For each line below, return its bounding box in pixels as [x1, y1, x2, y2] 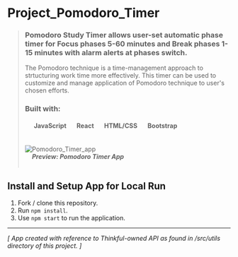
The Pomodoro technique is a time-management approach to [24, 64, 204, 72]
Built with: [24, 104, 61, 114]
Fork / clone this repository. [17, 199, 98, 208]
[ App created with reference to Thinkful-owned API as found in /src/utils [7, 234, 221, 243]
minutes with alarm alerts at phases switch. [34, 48, 188, 58]
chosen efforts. [24, 86, 69, 95]
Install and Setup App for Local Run [7, 180, 166, 192]
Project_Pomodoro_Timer [7, 5, 160, 21]
